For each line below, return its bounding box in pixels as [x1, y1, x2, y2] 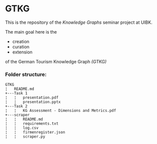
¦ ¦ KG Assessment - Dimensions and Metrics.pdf [5, 108, 116, 113]
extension [12, 49, 33, 55]
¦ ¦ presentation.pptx [5, 99, 61, 104]
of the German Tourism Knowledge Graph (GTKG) [5, 58, 107, 64]
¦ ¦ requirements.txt [5, 121, 58, 126]
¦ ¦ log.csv [5, 126, 39, 131]
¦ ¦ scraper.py [5, 134, 46, 139]
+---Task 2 [5, 104, 28, 109]
